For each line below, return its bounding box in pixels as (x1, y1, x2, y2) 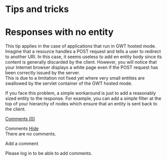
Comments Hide (5, 125, 39, 131)
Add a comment (5, 140, 39, 146)
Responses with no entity (5, 27, 114, 38)
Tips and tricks (5, 4, 69, 15)
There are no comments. (5, 131, 56, 137)
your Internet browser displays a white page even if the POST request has (5, 64, 158, 71)
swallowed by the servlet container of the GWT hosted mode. (5, 80, 133, 86)
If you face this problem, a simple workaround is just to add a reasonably (5, 90, 156, 96)
